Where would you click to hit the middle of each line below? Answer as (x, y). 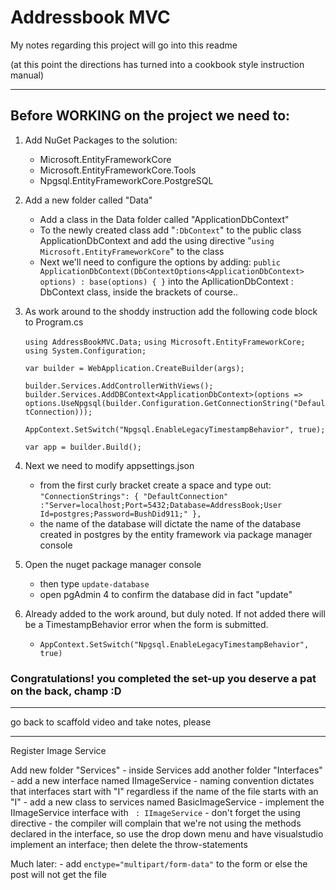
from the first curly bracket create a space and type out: (155, 485)
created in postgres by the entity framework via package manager (176, 534)
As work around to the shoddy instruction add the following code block (171, 311)
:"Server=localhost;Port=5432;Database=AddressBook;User (161, 505)
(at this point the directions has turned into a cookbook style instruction (157, 64)
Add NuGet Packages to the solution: (101, 140)
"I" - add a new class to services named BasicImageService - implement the (167, 802)
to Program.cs (54, 322)
